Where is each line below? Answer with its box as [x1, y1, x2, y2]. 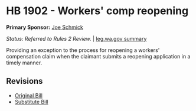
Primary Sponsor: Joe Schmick [6, 24, 84, 31]
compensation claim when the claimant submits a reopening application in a [6, 53, 191, 60]
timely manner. [6, 59, 43, 66]
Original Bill [14, 92, 43, 99]
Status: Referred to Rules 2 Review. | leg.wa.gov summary [6, 35, 147, 42]
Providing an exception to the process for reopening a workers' [6, 46, 160, 54]
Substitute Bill [14, 98, 48, 105]
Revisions [6, 76, 43, 86]
